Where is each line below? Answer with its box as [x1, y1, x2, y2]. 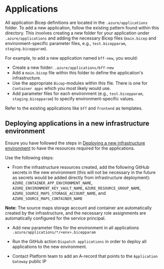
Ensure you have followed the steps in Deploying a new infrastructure [5, 140, 145, 146]
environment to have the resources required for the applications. [5, 145, 135, 151]
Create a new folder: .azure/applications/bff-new [12, 65, 114, 70]
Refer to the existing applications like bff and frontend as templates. [5, 105, 143, 111]
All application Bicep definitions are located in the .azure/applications [5, 20, 148, 25]
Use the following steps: [5, 155, 54, 160]
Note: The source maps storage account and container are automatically [5, 204, 152, 211]
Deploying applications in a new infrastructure [5, 119, 149, 128]
